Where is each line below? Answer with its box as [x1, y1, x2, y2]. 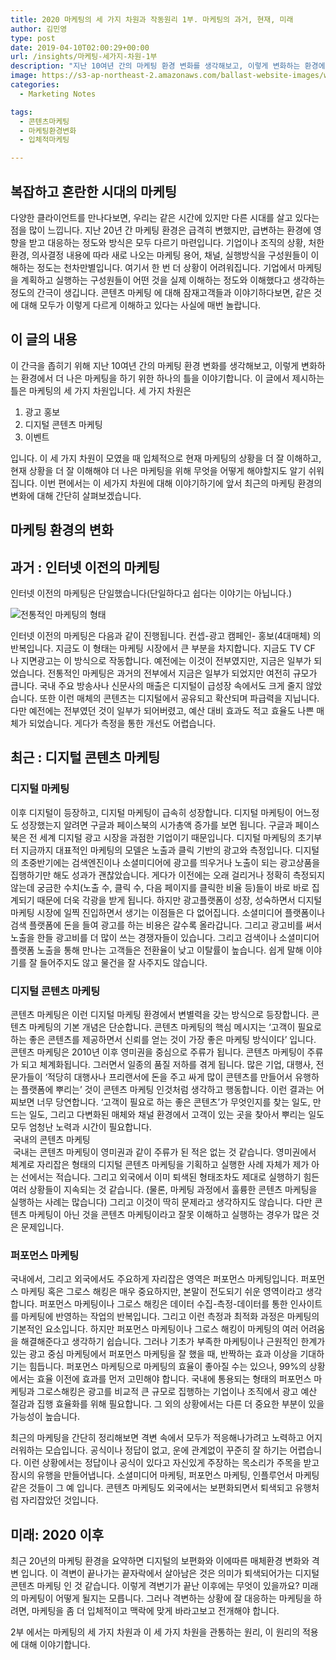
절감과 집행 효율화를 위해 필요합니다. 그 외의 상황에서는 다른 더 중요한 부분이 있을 [10, 1398, 325, 1410]
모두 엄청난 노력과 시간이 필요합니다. [10, 1121, 152, 1133]
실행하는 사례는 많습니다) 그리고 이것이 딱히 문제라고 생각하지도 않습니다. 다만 [10, 1196, 313, 1208]
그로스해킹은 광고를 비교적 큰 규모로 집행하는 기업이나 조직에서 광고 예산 [36, 1386, 318, 1398]
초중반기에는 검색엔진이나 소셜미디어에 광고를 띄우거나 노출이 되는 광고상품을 [20, 856, 321, 868]
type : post [10, 33, 56, 43]
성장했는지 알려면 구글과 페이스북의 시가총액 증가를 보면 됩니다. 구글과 [20, 819, 293, 831]
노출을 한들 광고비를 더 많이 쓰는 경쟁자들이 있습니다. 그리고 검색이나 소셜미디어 [10, 931, 320, 943]
